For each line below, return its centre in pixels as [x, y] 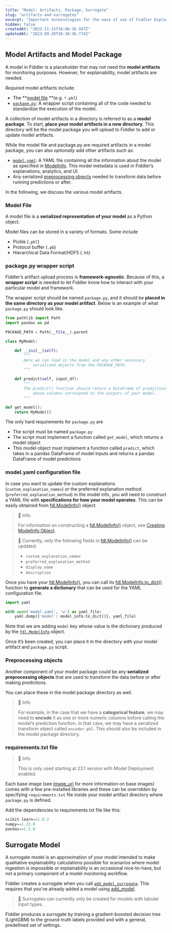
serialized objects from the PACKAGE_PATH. [80, 365]
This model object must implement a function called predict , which [84, 448]
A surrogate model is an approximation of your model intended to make [80, 857]
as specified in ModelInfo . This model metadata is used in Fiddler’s [83, 166]
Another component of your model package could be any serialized [77, 672]
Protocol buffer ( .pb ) [34, 247]
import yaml [18, 602]
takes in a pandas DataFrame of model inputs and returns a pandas [83, 454]
